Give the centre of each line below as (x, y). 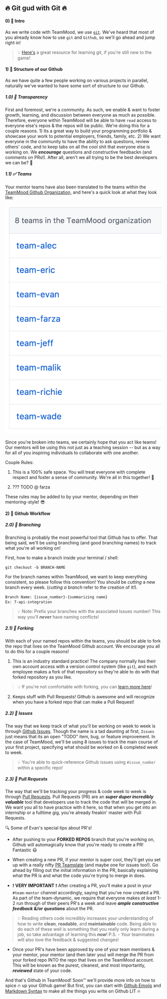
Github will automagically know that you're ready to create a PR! (78, 845)
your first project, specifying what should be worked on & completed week (82, 747)
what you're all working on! (33, 548)
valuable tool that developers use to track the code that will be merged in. (81, 802)
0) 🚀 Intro (15, 21)
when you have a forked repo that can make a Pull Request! (73, 702)
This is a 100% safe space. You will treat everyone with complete (79, 472)
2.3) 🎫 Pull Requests (26, 779)
